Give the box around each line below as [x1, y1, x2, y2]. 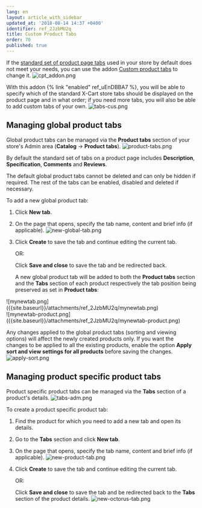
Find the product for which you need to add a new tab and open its [14, 417, 181, 425]
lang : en [6, 8, 28, 15]
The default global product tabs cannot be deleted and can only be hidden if [6, 172, 196, 180]
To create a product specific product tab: [6, 406, 109, 413]
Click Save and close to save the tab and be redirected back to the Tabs [14, 489, 195, 496]
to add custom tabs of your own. [6, 102, 87, 110]
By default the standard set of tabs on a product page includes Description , [6, 154, 195, 161]
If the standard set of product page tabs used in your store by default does [6, 58, 192, 66]
